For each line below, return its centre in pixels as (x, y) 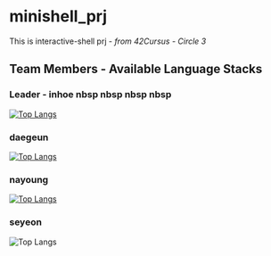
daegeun (29, 137)
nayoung (29, 179)
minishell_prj (58, 17)
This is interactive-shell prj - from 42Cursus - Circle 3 (108, 41)
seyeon (26, 222)
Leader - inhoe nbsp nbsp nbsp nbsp (90, 95)
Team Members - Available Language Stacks (136, 69)
